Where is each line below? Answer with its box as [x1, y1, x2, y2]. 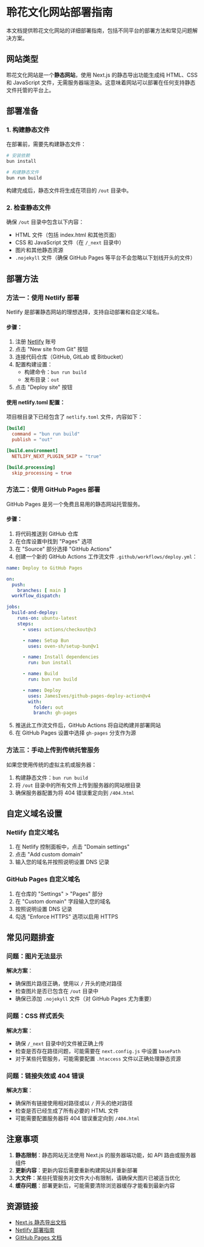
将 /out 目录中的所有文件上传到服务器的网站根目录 [15, 782, 141, 789]
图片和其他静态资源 [15, 247, 64, 254]
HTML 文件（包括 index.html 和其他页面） [15, 232, 120, 239]
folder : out [33, 704, 64, 710]
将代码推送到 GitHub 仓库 [15, 530, 79, 537]
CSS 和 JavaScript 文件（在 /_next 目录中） [15, 239, 124, 246]
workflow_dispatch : [12, 593, 61, 599]
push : [12, 582, 26, 588]
